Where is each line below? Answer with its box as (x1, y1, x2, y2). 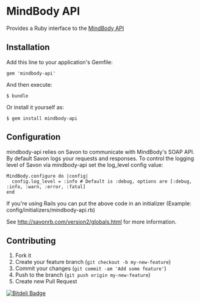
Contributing (6, 235, 56, 246)
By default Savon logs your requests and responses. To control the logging (6, 155, 195, 162)
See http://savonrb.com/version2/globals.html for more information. (6, 218, 177, 225)
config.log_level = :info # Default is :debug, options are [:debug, (12, 178, 192, 184)
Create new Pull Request (15, 278, 77, 285)
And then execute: (6, 81, 52, 88)
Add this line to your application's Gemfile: (6, 58, 113, 65)
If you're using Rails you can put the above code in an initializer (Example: (6, 200, 191, 207)
